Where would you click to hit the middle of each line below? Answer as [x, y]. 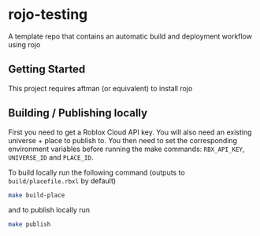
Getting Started [47, 70]
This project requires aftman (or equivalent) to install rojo [100, 88]
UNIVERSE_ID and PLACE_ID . [51, 157]
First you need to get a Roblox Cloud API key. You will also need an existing [130, 132]
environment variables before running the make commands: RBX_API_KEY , [126, 149]
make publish [30, 225]
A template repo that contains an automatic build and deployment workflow [130, 36]
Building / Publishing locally [78, 113]
